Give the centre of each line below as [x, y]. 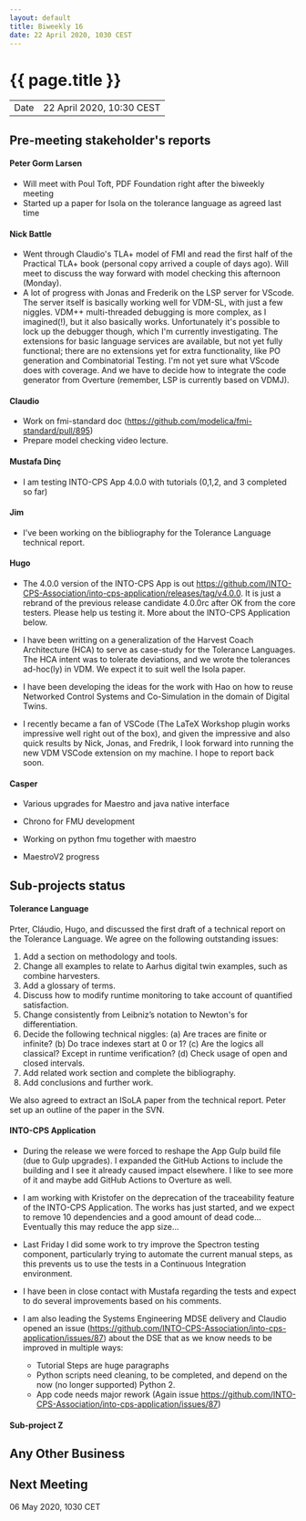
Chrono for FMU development [78, 821]
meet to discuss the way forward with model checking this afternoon [151, 274]
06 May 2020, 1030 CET [55, 1506]
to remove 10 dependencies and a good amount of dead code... [142, 1217]
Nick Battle [31, 234]
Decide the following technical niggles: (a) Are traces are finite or [144, 1034]
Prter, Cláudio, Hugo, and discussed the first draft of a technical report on [148, 929]
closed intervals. [53, 1063]
